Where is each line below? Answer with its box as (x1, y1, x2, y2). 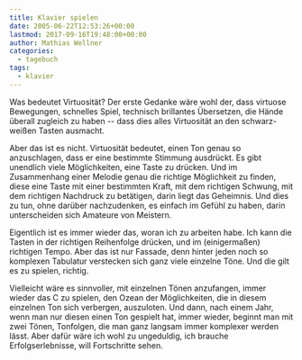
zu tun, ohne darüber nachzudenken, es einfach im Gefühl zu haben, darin (9, 200, 286, 211)
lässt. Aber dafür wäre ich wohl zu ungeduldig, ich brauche (9, 330, 229, 341)
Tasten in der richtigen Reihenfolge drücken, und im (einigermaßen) (9, 236, 261, 247)
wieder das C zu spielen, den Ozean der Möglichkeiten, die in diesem (9, 292, 267, 302)
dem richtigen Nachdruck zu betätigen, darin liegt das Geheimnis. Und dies (9, 190, 289, 201)
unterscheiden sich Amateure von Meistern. (9, 209, 172, 220)
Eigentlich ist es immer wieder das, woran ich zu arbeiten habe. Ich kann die (9, 227, 292, 238)
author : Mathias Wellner (9, 38, 103, 48)
